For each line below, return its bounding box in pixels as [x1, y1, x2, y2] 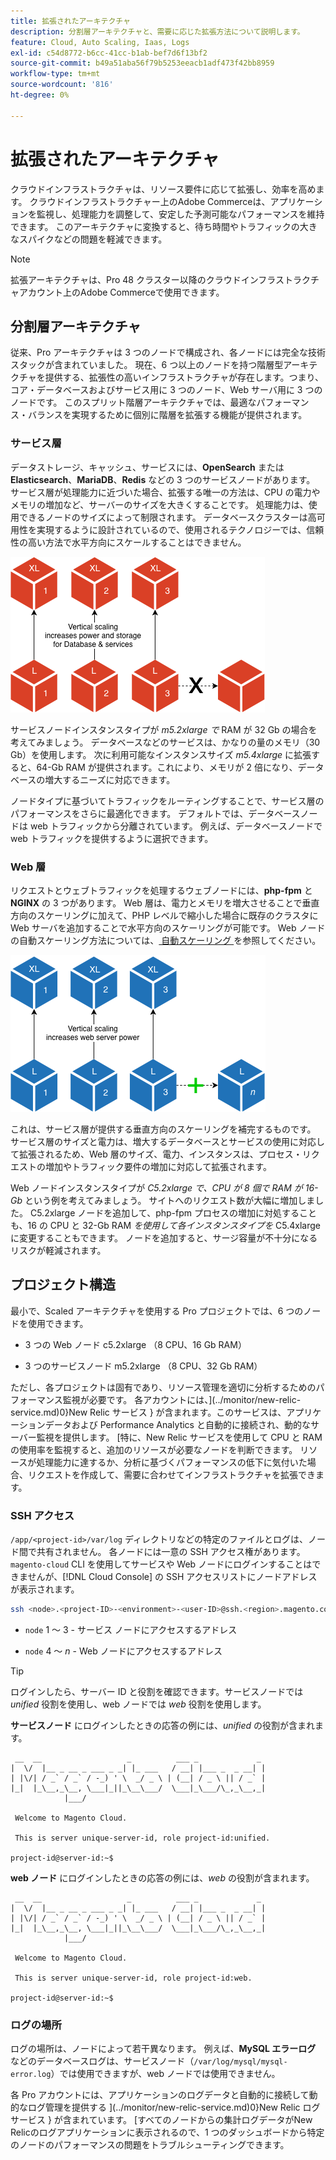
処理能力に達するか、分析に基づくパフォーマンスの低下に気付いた [36, 1456, 308, 1468]
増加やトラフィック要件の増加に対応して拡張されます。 [44, 1160, 272, 1172]
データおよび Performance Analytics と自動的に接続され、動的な [44, 1418, 312, 1430]
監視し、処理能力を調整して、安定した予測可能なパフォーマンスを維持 [36, 208, 325, 220]
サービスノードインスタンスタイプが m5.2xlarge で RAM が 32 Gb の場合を [10, 723, 318, 735]
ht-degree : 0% [10, 90, 70, 100]
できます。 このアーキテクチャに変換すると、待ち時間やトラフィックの [10, 220, 300, 232]
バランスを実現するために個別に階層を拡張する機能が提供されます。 [27, 409, 308, 421]
